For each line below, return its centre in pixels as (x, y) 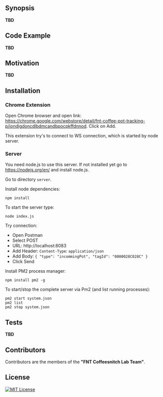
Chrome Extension (28, 105)
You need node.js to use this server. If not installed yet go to (66, 165)
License (18, 377)
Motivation (22, 63)
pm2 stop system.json (27, 307)
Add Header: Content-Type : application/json (58, 251)
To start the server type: (30, 207)
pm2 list (14, 303)
